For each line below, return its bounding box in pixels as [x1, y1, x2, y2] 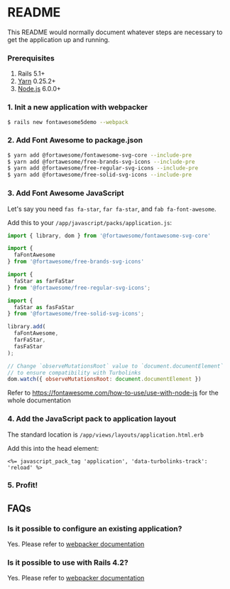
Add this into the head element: [7, 444, 99, 452]
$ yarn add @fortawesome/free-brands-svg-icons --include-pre [7, 158, 195, 165]
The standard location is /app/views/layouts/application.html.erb [7, 430, 204, 439]
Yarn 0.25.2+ [17, 77, 56, 85]
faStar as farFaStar [13, 277, 75, 285]
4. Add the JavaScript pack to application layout [7, 414, 177, 424]
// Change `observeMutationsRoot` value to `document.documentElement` [7, 363, 224, 370]
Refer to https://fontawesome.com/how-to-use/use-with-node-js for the [7, 389, 219, 397]
